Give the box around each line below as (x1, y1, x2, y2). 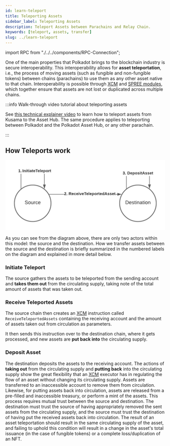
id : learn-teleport (5, 8, 47, 13)
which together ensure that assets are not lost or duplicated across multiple (5, 86, 163, 92)
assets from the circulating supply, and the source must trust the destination (5, 408, 165, 415)
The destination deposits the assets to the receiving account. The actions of (5, 360, 164, 366)
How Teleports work (5, 146, 71, 155)
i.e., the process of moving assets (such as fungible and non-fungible (5, 70, 151, 76)
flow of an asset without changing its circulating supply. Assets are (5, 377, 145, 383)
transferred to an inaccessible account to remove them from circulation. (5, 382, 156, 388)
